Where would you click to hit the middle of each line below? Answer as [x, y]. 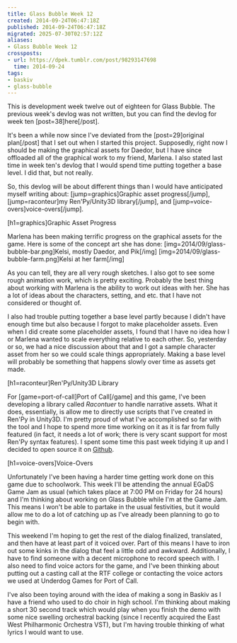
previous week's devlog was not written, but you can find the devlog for [112, 114]
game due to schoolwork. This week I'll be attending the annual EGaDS [111, 484]
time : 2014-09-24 [39, 67]
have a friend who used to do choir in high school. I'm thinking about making [119, 602]
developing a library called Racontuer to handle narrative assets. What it [112, 404]
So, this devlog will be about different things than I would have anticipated [115, 187]
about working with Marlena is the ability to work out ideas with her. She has [118, 288]
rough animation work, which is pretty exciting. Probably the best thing [110, 280]
